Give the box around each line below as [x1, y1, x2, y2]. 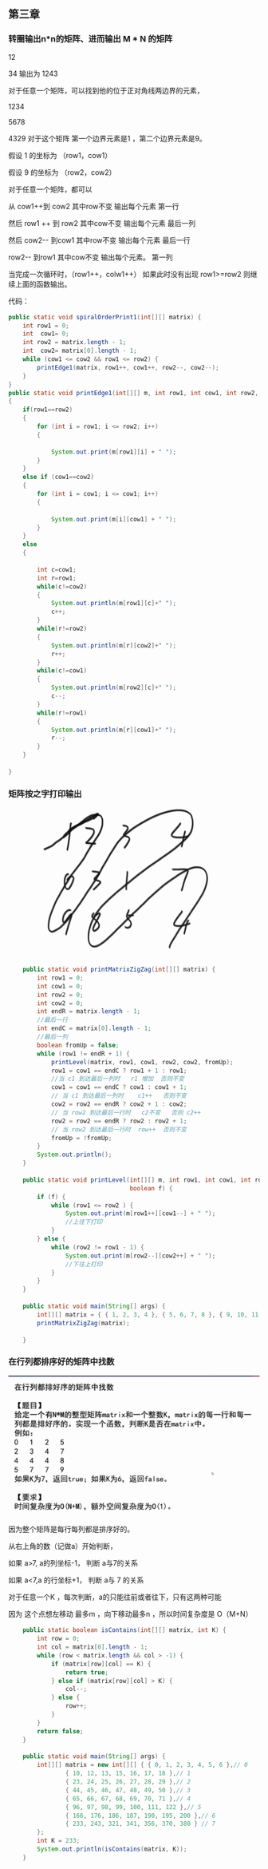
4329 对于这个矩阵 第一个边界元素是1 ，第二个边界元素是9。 [8, 133, 207, 143]
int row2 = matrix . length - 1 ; [22, 339, 127, 346]
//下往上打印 [65, 1260, 103, 1268]
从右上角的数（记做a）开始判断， [8, 1542, 117, 1551]
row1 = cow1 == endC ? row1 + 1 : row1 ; [50, 1067, 187, 1075]
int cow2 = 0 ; [37, 999, 84, 1008]
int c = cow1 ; [37, 565, 77, 573]
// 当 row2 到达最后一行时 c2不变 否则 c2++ [50, 1108, 202, 1116]
